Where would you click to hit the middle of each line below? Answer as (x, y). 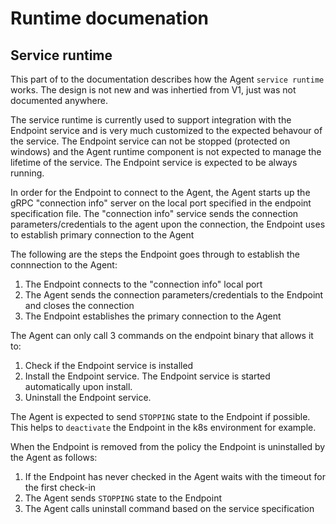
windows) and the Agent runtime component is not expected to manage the (166, 151)
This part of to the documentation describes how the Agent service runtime (167, 79)
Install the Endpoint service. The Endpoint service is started (147, 376)
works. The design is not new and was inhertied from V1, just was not (153, 90)
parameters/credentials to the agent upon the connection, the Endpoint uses (168, 224)
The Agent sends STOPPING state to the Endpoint (123, 498)
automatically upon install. (78, 386)
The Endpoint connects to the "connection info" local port (143, 284)
